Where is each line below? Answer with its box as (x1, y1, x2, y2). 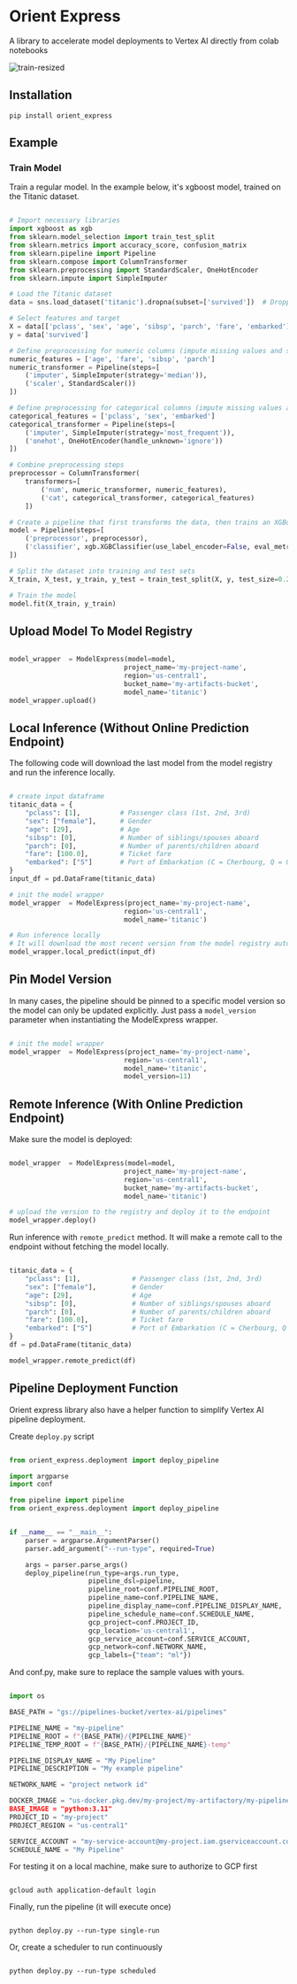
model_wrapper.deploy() (9, 1216, 97, 1225)
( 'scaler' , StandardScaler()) (25, 379, 137, 389)
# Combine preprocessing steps (9, 460, 125, 470)
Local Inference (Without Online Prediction (9, 720, 249, 736)
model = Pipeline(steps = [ (9, 526, 104, 535)
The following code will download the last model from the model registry (9, 758, 273, 768)
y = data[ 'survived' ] (9, 330, 89, 339)
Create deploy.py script (9, 1431, 95, 1441)
